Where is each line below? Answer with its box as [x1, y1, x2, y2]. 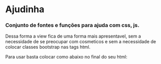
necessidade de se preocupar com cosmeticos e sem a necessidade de [5, 39, 156, 45]
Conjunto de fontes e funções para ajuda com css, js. [5, 22, 140, 29]
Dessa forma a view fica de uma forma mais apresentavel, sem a [5, 33, 141, 39]
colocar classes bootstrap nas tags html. [5, 44, 91, 50]
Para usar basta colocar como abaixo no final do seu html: [5, 54, 127, 60]
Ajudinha [5, 4, 45, 15]
